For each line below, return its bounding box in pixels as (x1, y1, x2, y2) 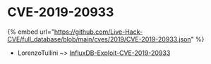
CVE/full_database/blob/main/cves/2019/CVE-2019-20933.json (7, 34, 192, 43)
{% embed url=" (7, 27, 55, 36)
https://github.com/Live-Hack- (54, 27, 143, 36)
